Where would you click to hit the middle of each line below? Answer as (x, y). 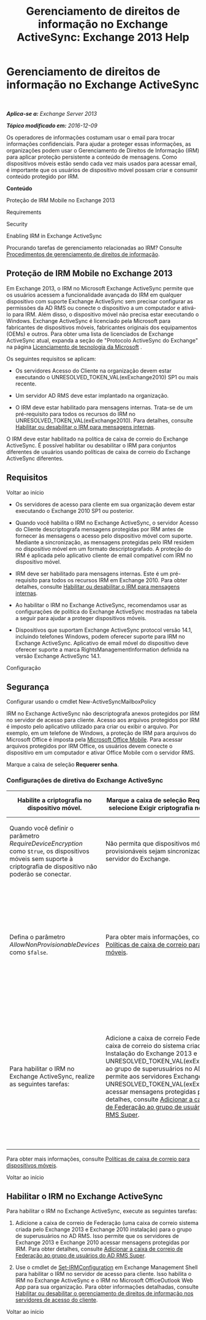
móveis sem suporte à (41, 859)
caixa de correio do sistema (145, 1045)
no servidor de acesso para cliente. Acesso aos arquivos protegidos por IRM (103, 720)
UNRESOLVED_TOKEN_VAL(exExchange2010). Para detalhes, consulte (104, 420)
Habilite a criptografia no (55, 800)
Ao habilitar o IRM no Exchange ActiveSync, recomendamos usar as (101, 605)
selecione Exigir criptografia (151, 808)
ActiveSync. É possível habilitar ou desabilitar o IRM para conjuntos (91, 445)
